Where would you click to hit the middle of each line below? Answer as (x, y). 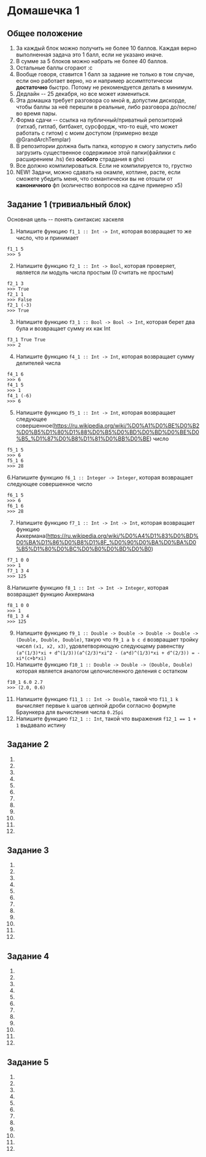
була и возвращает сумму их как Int (63, 328)
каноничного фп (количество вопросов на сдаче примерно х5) (99, 185)
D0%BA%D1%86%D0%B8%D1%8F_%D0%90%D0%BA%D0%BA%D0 (106, 542)
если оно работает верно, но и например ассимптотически (94, 81)
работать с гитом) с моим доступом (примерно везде (87, 133)
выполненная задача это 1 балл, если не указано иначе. (89, 55)
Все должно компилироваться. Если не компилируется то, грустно (104, 166)
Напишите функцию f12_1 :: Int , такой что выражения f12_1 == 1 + (106, 718)
